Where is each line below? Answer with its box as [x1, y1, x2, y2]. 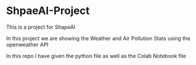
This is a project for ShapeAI [6, 23, 75, 30]
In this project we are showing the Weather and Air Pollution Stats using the [6, 35, 191, 42]
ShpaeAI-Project [6, 4, 90, 18]
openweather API [6, 41, 49, 48]
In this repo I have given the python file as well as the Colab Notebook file [6, 52, 186, 59]
